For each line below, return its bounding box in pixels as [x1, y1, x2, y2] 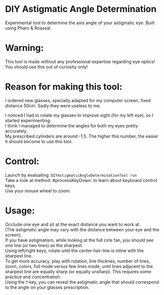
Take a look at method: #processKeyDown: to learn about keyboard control [5, 177, 158, 183]
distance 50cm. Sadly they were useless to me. [5, 103, 101, 109]
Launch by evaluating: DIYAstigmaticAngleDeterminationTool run [5, 172, 137, 178]
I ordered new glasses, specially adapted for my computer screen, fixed [5, 97, 151, 103]
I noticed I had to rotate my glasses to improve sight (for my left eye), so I [5, 112, 154, 118]
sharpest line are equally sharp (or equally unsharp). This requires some [5, 268, 152, 274]
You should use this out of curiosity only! [5, 64, 88, 70]
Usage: [5, 205, 35, 216]
